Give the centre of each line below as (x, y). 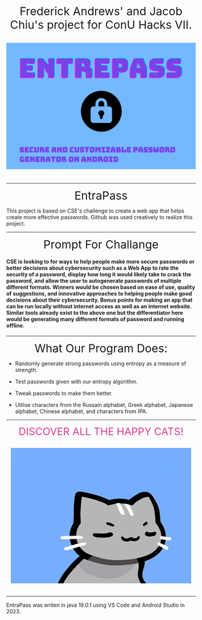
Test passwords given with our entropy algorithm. (76, 381)
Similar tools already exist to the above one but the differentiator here (95, 313)
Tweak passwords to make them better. (64, 393)
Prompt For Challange (101, 244)
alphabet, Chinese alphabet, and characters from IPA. (81, 411)
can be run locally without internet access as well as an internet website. (99, 306)
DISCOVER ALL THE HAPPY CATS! (101, 432)
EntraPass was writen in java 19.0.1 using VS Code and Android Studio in (96, 605)
